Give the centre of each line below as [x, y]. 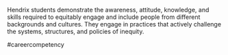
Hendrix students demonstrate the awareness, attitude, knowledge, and [108, 10]
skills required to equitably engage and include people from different [104, 17]
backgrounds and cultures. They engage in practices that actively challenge [114, 24]
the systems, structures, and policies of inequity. [76, 31]
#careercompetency [36, 44]
